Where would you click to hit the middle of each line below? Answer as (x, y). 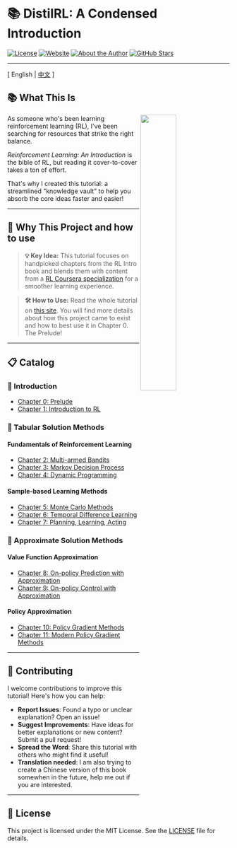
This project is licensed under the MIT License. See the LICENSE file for (111, 830)
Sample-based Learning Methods (57, 491)
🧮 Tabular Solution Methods (56, 427)
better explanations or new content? (70, 732)
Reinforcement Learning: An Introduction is (70, 155)
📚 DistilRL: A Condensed (82, 14)
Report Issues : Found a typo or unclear (75, 709)
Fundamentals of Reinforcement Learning (70, 444)
